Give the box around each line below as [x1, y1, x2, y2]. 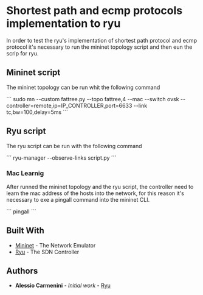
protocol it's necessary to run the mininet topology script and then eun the [6, 43, 193, 51]
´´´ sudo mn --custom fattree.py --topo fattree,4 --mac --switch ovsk [6, 95, 179, 102]
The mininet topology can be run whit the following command [6, 84, 160, 91]
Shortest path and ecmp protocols [6, 4, 183, 18]
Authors [6, 266, 38, 276]
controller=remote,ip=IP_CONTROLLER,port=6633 [6, 102, 132, 109]
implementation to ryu [6, 16, 121, 30]
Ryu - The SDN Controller [15, 248, 80, 255]
